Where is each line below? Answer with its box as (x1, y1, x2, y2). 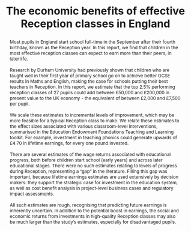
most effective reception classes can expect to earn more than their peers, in (9, 50, 172, 56)
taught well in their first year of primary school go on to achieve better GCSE (9, 72, 171, 79)
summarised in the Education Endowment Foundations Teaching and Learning (9, 128, 174, 135)
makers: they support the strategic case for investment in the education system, (9, 179, 178, 185)
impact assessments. (9, 190, 55, 197)
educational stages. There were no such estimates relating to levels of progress (9, 162, 177, 169)
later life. (9, 55, 29, 62)
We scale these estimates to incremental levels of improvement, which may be (9, 112, 175, 118)
